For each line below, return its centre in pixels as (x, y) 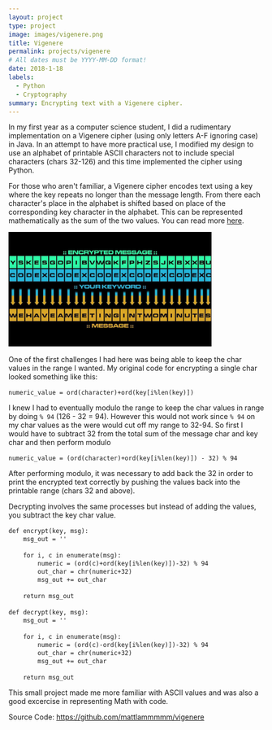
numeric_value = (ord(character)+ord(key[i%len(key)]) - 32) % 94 (123, 459)
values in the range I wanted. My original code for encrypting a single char (133, 368)
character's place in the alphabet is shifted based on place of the (117, 203)
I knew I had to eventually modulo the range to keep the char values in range (136, 408)
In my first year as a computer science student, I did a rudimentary (120, 127)
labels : (22, 77)
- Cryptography (41, 94)
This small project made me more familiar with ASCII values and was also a (134, 693)
